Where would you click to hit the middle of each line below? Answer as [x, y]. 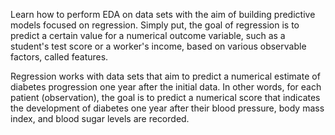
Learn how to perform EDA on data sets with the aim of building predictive [163, 14]
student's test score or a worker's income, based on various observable [158, 46]
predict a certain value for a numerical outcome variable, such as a [148, 35]
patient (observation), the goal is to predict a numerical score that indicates [165, 97]
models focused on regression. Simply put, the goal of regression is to [155, 25]
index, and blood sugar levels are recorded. [100, 118]
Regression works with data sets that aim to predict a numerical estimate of [165, 76]
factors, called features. [59, 57]
